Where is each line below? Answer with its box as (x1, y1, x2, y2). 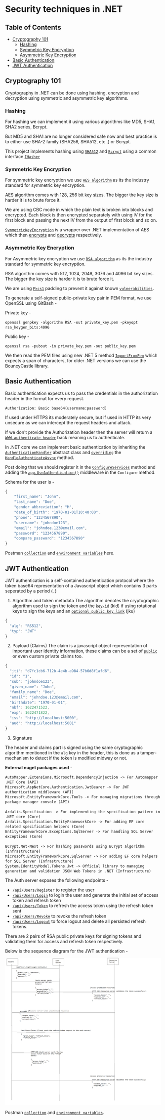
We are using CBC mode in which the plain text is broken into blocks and (5, 207, 153, 213)
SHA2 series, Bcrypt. (5, 124, 48, 130)
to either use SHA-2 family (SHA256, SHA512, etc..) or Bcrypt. (5, 139, 131, 145)
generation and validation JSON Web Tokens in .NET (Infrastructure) (5, 869, 152, 873)
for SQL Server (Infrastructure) (5, 859, 74, 864)
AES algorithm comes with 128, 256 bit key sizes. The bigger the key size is (5, 192, 159, 198)
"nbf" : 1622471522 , (9, 705, 50, 710)
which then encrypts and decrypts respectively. (5, 232, 102, 238)
